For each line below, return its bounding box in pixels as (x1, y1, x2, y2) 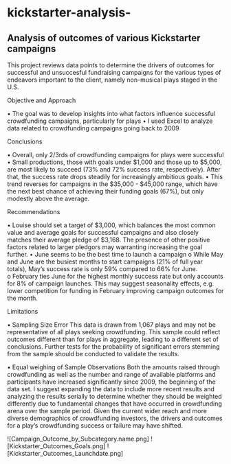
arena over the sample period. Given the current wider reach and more (7, 407, 208, 415)
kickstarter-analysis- (7, 5, 131, 21)
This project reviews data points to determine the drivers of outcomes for (7, 61, 214, 69)
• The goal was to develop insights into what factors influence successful (7, 110, 215, 117)
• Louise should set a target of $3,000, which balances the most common (7, 221, 216, 229)
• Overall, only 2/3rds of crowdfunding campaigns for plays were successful (7, 151, 224, 159)
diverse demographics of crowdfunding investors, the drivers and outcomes (7, 414, 223, 422)
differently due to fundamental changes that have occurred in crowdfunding (7, 399, 222, 408)
